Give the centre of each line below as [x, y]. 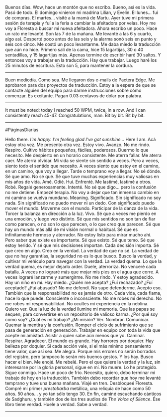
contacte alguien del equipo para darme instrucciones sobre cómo [73, 90]
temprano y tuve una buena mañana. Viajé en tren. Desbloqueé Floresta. [79, 383]
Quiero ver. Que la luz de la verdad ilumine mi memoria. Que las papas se [80, 309]
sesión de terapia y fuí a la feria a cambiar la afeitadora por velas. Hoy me [81, 23]
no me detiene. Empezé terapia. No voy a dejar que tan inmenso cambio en [82, 192]
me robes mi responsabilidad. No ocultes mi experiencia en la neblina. [77, 304]
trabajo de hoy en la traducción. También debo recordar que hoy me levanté [83, 378]
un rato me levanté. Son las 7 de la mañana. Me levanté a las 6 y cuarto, [79, 34]
